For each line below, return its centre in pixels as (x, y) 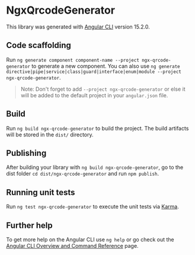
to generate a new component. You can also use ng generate (106, 66)
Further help (30, 225)
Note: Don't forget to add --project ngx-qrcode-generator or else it (103, 89)
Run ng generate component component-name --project (73, 59)
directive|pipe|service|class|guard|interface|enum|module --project (94, 72)
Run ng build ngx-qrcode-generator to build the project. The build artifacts (97, 128)
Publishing (26, 153)
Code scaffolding (39, 45)
